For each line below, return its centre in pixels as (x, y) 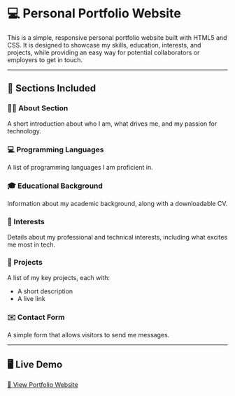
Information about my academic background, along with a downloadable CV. (117, 204)
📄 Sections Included (52, 88)
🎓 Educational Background (55, 186)
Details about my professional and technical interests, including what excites (117, 237)
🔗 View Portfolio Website (43, 384)
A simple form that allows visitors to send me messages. (88, 335)
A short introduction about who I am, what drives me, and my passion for (112, 124)
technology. (24, 131)
